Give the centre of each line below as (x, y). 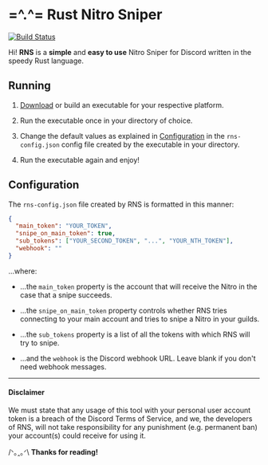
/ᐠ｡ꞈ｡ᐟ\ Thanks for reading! (53, 452)
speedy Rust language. (46, 61)
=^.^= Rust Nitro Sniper (85, 15)
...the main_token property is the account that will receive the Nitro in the (138, 286)
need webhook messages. (63, 366)
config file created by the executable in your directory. (150, 144)
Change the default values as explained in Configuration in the (122, 136)
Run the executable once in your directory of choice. (106, 120)
